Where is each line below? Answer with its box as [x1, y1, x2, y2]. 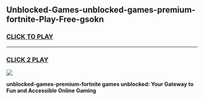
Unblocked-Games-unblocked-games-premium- [6, 5, 196, 15]
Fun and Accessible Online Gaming [6, 87, 97, 94]
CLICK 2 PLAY [6, 55, 49, 64]
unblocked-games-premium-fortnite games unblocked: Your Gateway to [6, 80, 194, 87]
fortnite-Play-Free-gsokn [6, 15, 104, 25]
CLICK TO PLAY [6, 33, 53, 41]
